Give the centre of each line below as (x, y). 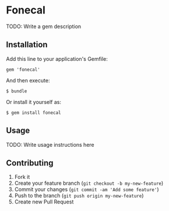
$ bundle (17, 91)
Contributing (30, 163)
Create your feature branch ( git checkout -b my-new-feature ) (89, 183)
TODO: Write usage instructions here (50, 144)
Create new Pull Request (44, 202)
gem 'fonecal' (23, 70)
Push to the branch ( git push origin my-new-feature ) (79, 196)
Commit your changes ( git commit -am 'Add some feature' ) (87, 189)
